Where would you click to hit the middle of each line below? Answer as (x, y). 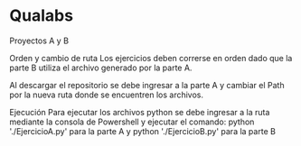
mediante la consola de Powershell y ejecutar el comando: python (132, 122)
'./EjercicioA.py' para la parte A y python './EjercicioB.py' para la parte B (142, 131)
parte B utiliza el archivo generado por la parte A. (101, 68)
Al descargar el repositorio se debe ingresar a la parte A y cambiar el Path (147, 85)
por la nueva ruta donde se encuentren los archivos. (107, 95)
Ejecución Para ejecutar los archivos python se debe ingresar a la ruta (140, 112)
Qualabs (42, 16)
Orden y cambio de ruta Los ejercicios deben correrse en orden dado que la (151, 58)
